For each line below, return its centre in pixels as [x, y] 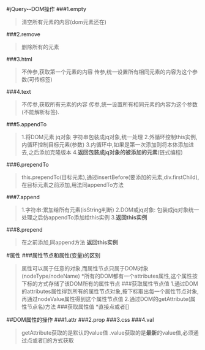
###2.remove [24, 34]
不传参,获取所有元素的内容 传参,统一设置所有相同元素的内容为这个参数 [109, 104]
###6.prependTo [28, 165]
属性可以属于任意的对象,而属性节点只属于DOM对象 [85, 268]
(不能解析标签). [40, 112]
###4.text [19, 92]
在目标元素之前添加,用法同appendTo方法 [73, 185]
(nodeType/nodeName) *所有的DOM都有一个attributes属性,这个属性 [107, 276]
